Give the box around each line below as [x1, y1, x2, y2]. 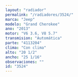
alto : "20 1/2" [5, 50, 37, 55]
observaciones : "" [5, 59, 44, 64]
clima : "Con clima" [5, 45, 47, 50]
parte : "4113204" [5, 41, 42, 46]
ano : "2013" [5, 26, 30, 31]
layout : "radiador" [5, 7, 47, 13]
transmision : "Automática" [5, 36, 62, 41]
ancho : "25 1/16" [5, 54, 42, 60]
